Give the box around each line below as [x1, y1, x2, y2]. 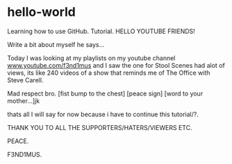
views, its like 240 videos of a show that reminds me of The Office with [7, 69, 210, 77]
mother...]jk [7, 96, 40, 104]
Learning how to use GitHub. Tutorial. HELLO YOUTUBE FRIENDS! [7, 27, 196, 35]
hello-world [7, 4, 76, 20]
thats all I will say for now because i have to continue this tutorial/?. [7, 110, 199, 118]
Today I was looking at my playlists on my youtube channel [7, 53, 176, 62]
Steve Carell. [7, 75, 44, 84]
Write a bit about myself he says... [7, 40, 105, 48]
